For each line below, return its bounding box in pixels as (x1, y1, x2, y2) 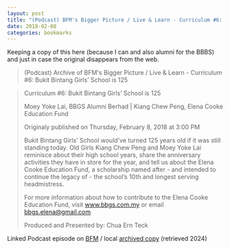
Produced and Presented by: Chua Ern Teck (23, 221, 149, 230)
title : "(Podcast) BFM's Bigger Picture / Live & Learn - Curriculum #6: (7, 16, 223, 23)
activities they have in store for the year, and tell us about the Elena (23, 158, 214, 167)
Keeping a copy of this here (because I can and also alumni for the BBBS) (7, 48, 215, 56)
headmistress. (23, 180, 65, 189)
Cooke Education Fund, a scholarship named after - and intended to (23, 165, 216, 174)
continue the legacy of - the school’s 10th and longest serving (23, 173, 199, 181)
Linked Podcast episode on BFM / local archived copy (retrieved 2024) (7, 235, 207, 243)
